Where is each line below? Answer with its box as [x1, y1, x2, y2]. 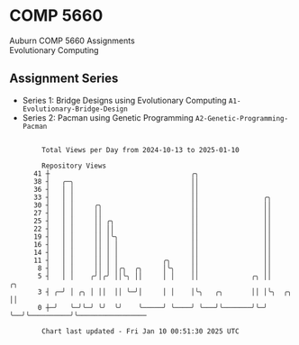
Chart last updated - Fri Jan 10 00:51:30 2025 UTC [41, 326, 240, 336]
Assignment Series [9, 71, 119, 86]
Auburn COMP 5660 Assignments [9, 35, 135, 46]
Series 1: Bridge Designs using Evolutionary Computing [22, 95, 227, 105]
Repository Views [41, 161, 106, 170]
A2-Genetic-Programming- [195, 113, 289, 123]
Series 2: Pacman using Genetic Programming [22, 112, 194, 123]
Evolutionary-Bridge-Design [22, 104, 128, 113]
